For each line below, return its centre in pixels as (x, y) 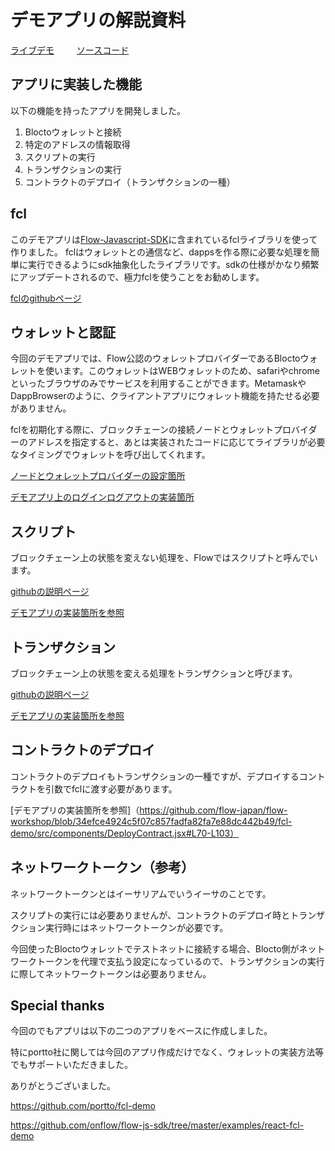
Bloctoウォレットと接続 (73, 132)
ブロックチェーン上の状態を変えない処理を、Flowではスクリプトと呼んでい (164, 558)
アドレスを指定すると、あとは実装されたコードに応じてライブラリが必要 (176, 442)
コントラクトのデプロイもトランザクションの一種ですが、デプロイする (155, 776)
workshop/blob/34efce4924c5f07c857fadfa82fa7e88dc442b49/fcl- (151, 821)
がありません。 (41, 408)
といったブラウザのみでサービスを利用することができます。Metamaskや (158, 383)
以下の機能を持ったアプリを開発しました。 (98, 110)
